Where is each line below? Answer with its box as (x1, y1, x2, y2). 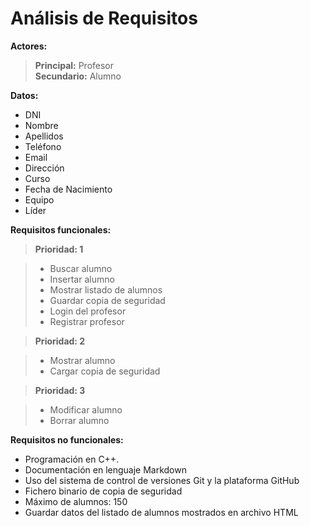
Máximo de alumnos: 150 (24, 495, 128, 507)
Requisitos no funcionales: (10, 433, 124, 446)
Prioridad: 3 (34, 384, 86, 396)
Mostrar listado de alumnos (49, 283, 163, 296)
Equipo (24, 193, 55, 206)
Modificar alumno (49, 403, 123, 416)
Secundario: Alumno (34, 70, 122, 82)
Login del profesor (49, 305, 127, 317)
